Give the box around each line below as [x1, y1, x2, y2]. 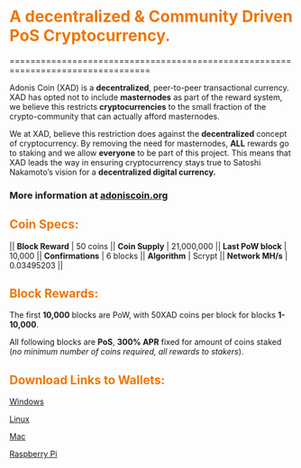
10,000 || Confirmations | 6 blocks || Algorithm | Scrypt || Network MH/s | [9, 250, 288, 261]
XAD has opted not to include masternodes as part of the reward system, [9, 92, 283, 103]
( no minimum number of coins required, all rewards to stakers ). [9, 346, 244, 357]
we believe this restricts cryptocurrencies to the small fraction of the [9, 101, 267, 112]
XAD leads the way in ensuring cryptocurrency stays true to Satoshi [9, 157, 261, 167]
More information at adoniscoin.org [9, 189, 169, 202]
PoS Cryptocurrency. [9, 25, 171, 46]
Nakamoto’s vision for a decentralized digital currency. [9, 166, 216, 177]
